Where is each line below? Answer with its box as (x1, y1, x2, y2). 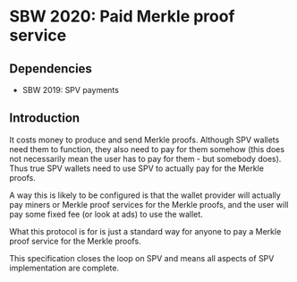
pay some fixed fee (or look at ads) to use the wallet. (9, 209, 203, 219)
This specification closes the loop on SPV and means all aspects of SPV (9, 252, 275, 263)
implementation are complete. (9, 262, 119, 273)
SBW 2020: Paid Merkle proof (9, 6, 235, 27)
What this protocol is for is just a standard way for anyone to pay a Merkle (9, 226, 282, 236)
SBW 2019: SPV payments (21, 85, 119, 95)
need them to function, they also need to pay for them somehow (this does (9, 143, 284, 154)
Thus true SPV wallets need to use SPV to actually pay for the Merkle (9, 163, 264, 174)
